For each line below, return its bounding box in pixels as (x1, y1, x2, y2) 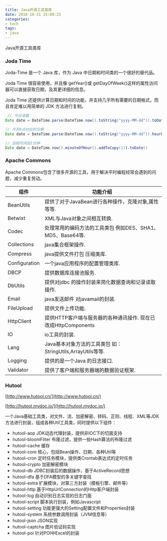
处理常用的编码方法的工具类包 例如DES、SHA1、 (44, 224, 159, 231)
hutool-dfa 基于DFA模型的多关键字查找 (12, 474, 92, 480)
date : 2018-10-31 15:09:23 (5, 12, 61, 17)
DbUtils (7, 282, 25, 289)
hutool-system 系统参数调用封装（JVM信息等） (12, 512, 110, 518)
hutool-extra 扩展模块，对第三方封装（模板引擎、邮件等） (12, 480, 131, 486)
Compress (7, 250, 32, 257)
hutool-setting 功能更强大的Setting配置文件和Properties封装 (12, 505, 135, 511)
